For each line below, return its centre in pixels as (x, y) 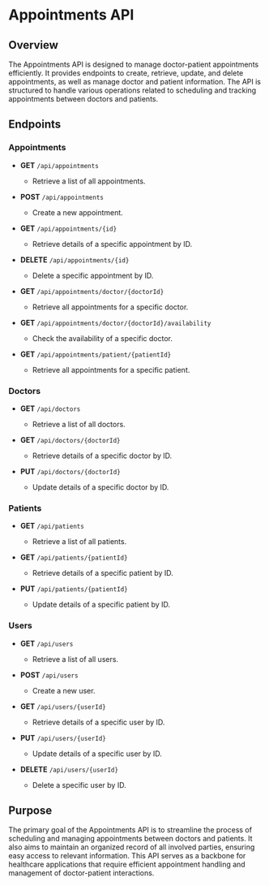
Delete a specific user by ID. (79, 784)
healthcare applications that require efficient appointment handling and (127, 864)
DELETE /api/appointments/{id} (75, 259)
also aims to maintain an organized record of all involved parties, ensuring (132, 847)
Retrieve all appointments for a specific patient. (111, 370)
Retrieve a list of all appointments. (89, 181)
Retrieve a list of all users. (75, 659)
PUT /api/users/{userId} (63, 737)
